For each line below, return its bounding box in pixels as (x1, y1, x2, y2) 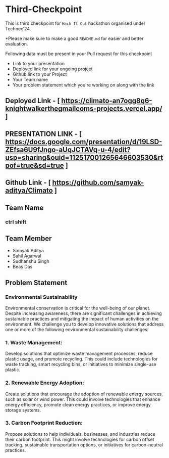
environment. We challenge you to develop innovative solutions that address (5, 321, 164, 327)
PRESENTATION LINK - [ (5, 129, 82, 138)
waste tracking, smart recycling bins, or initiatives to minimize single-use (5, 361, 156, 368)
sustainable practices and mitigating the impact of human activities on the (5, 315, 159, 322)
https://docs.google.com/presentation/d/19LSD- (5, 138, 162, 146)
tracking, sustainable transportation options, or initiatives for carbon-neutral (5, 441, 163, 448)
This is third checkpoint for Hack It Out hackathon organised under (5, 20, 146, 26)
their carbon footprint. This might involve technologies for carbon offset (5, 436, 155, 442)
